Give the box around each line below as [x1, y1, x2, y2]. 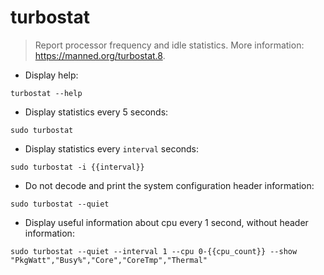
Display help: [24, 69, 79, 81]
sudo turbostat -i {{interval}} [10, 162, 145, 172]
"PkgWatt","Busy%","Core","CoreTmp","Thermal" [10, 255, 208, 265]
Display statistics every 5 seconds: [24, 106, 169, 118]
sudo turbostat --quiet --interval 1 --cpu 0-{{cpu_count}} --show [10, 246, 298, 256]
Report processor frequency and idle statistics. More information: [34, 39, 305, 51]
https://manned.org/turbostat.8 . [34, 49, 166, 61]
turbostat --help [10, 88, 83, 98]
